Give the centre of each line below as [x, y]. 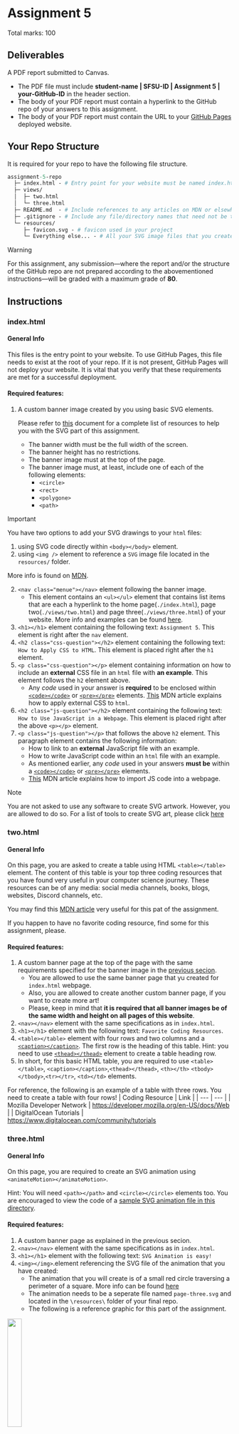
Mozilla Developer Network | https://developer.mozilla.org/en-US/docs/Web [118, 1105]
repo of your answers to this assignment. [78, 109]
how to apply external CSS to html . [79, 703]
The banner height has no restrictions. [84, 452]
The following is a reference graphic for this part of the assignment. [127, 1309]
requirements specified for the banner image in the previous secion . [117, 970]
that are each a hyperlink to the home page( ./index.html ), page [122, 604]
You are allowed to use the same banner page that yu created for [123, 978]
